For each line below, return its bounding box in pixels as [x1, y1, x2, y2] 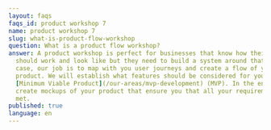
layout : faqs [8, 11, 52, 20]
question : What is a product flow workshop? [8, 42, 161, 50]
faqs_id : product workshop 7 [8, 19, 106, 27]
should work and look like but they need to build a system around [15, 57, 248, 65]
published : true [8, 102, 63, 110]
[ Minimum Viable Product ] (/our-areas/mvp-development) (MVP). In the [15, 79, 254, 87]
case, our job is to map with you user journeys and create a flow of [15, 65, 258, 73]
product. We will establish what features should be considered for [15, 72, 251, 80]
